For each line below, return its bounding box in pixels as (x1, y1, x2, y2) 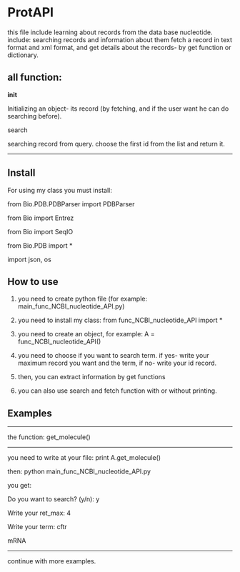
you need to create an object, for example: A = (17, 330, 155, 338)
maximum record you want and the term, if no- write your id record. (17, 358, 217, 368)
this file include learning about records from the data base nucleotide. (7, 28, 213, 36)
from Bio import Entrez (7, 214, 74, 222)
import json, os (7, 255, 51, 264)
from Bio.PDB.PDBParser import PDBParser (7, 199, 135, 208)
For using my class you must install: (7, 186, 113, 194)
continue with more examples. (7, 557, 96, 566)
